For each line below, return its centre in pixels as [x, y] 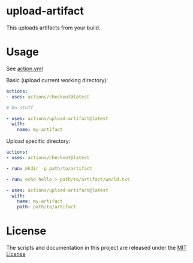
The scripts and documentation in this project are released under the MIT [96, 248]
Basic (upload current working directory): [57, 80]
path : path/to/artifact [47, 207]
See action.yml [25, 68]
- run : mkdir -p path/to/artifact [49, 168]
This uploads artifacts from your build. [53, 28]
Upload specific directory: [38, 141]
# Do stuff [20, 107]
